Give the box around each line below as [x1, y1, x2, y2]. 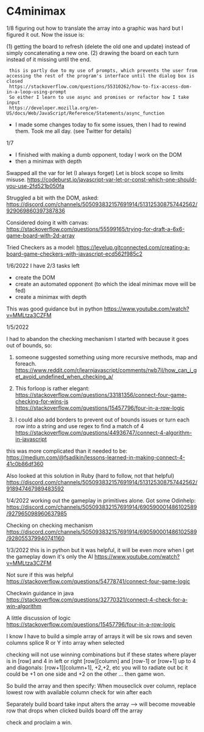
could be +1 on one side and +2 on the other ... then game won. [6, 670, 166, 678]
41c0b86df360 [6, 460, 44, 467]
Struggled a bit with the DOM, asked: [6, 194, 99, 201]
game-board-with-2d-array [6, 232, 75, 239]
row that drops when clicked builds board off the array [6, 706, 143, 714]
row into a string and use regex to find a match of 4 [15, 422, 144, 429]
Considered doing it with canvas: [6, 218, 89, 226]
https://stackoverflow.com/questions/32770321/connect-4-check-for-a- [6, 596, 188, 603]
